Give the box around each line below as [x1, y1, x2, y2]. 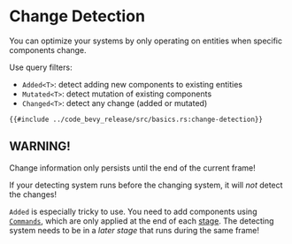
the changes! [9, 188, 58, 200]
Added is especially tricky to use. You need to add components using [9, 206, 257, 217]
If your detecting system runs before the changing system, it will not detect [9, 179, 283, 190]
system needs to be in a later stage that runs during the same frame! [9, 225, 259, 235]
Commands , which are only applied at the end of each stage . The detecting [9, 215, 274, 226]
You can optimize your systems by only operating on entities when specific [9, 35, 283, 46]
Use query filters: [9, 62, 73, 72]
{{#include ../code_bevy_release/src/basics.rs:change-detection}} [9, 115, 264, 124]
